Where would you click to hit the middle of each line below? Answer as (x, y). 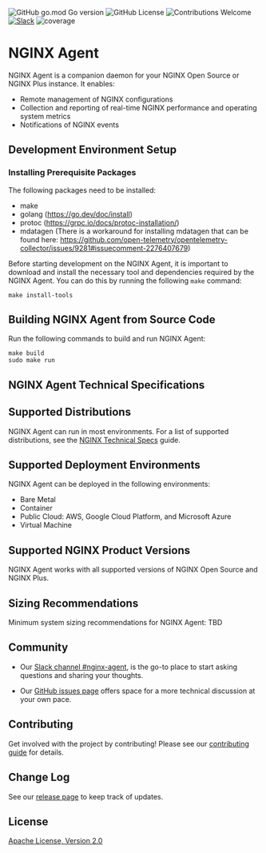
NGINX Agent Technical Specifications (107, 385)
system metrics (45, 116)
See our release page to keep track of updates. (86, 796)
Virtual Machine (46, 525)
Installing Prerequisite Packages (72, 173)
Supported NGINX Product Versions (99, 550)
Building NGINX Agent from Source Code (112, 320)
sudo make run (32, 361)
